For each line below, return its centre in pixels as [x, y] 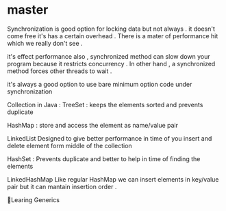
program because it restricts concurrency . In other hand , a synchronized [111, 64]
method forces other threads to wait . [60, 71]
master [28, 10]
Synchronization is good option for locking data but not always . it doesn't [111, 29]
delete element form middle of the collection [70, 145]
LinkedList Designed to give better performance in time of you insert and [110, 138]
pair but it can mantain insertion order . [62, 186]
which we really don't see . [45, 43]
